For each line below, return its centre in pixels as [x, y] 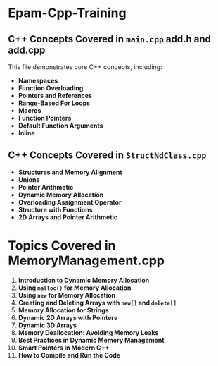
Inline [27, 133]
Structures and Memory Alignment [70, 172]
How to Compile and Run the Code [69, 355]
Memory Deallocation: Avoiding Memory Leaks [88, 332]
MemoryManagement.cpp [86, 261]
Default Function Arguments [60, 126]
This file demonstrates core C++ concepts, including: [85, 67]
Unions [29, 179]
